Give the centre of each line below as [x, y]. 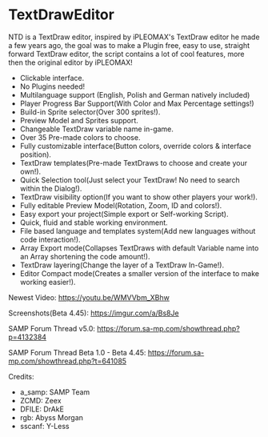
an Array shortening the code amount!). [85, 256]
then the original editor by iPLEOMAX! [71, 62]
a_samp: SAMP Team [55, 392]
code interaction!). [50, 239]
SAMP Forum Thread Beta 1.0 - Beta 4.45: [77, 352]
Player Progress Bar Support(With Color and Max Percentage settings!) [137, 103]
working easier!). [48, 282]
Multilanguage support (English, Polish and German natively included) [135, 94]
